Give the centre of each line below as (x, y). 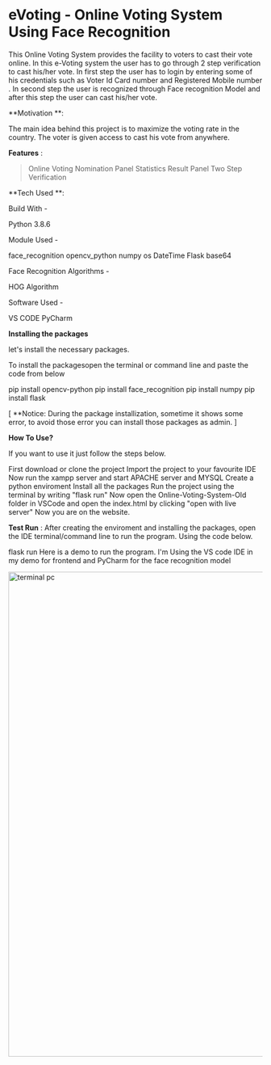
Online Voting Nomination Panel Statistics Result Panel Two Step (135, 168)
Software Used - (36, 302)
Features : (25, 153)
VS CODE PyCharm (40, 318)
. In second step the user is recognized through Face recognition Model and (134, 88)
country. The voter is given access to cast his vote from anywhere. (119, 137)
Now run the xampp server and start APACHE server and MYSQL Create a (131, 478)
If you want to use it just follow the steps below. (88, 453)
